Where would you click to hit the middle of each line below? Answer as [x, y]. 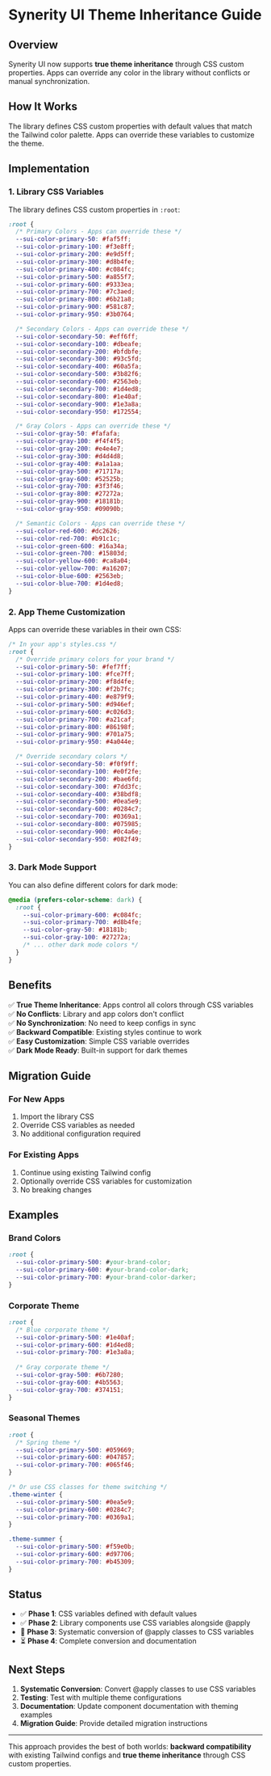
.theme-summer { [35, 1539]
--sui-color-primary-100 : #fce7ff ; [75, 674]
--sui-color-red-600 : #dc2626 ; [68, 531]
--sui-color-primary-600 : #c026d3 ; [75, 712]
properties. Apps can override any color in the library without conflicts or [129, 73]
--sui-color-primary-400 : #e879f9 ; [75, 697]
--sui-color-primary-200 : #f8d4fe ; [75, 682]
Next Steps [37, 1670]
